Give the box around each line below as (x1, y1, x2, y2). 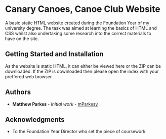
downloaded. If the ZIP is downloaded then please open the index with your (5, 68, 159, 74)
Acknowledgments (5, 115, 65, 124)
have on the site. (5, 36, 39, 42)
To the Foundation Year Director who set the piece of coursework (12, 129, 146, 135)
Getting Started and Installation (5, 50, 104, 58)
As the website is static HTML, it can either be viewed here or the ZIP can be (5, 63, 161, 69)
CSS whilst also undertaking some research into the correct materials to (5, 30, 152, 36)
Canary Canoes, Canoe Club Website (5, 3, 161, 15)
